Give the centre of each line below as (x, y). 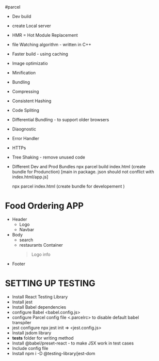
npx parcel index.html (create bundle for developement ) (68, 186)
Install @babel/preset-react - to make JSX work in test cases (73, 343)
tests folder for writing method (43, 338)
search (26, 240)
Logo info (41, 254)
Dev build (22, 16)
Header (20, 219)
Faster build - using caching (40, 54)
